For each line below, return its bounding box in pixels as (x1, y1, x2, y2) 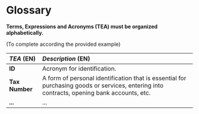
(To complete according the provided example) (6, 41, 121, 48)
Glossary (6, 4, 52, 17)
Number (9, 85, 33, 93)
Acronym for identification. (42, 64, 117, 72)
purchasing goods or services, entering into (42, 81, 164, 89)
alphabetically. (6, 29, 44, 36)
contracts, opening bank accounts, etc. (42, 89, 151, 97)
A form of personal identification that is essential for (42, 74, 187, 82)
